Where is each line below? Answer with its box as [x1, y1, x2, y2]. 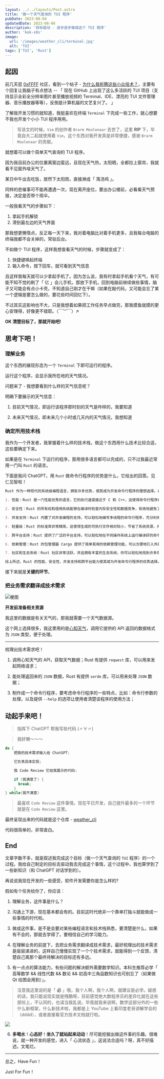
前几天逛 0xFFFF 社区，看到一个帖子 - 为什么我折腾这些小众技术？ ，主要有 [5, 81, 155, 87]
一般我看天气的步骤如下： [5, 203, 57, 209]
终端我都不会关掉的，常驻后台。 [5, 236, 69, 242]
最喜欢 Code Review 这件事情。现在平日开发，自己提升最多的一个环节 [17, 800, 155, 806]
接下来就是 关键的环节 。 [5, 569, 52, 575]
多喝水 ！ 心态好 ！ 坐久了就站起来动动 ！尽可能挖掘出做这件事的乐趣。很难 [12, 1031, 158, 1037]
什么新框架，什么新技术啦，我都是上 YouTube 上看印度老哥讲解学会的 [17, 1006, 157, 1011]
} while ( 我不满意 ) [5, 791, 40, 796]
